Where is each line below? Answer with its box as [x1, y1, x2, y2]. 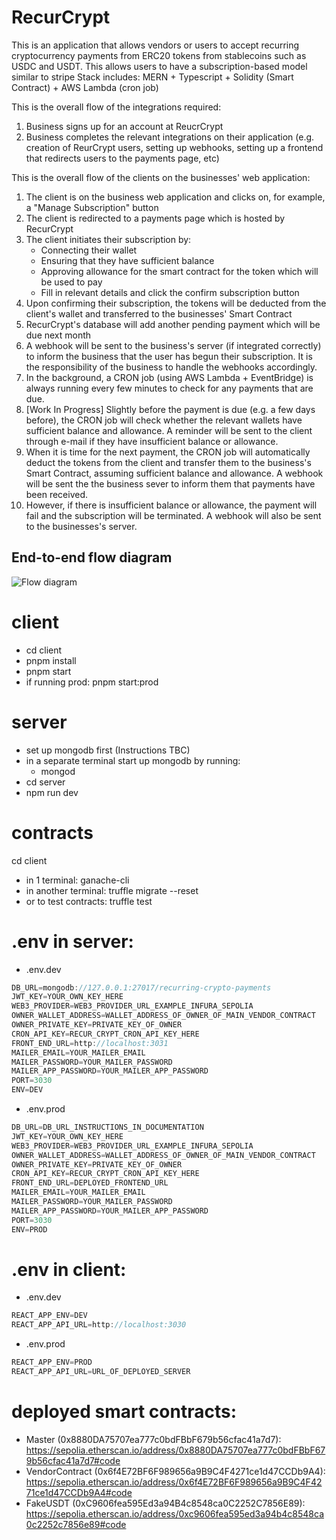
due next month [25, 329, 92, 341]
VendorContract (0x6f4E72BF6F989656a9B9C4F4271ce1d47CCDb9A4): [25, 1465, 326, 1477]
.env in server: [11, 930, 134, 953]
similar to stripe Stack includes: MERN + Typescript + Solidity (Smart [11, 71, 294, 83]
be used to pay [40, 276, 103, 288]
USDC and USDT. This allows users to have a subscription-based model [11, 60, 308, 72]
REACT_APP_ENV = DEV [11, 1311, 88, 1321]
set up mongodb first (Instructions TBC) [25, 744, 191, 756]
